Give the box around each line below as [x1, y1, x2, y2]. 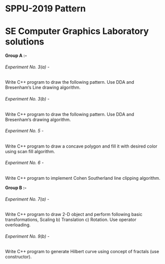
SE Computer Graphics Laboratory [5, 26, 149, 37]
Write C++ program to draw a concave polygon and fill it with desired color [5, 143, 158, 149]
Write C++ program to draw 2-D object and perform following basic [5, 211, 143, 217]
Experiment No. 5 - [5, 128, 44, 134]
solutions [5, 36, 44, 48]
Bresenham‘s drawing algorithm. [5, 116, 71, 122]
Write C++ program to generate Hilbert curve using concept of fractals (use [5, 249, 160, 255]
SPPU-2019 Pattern [5, 3, 86, 14]
